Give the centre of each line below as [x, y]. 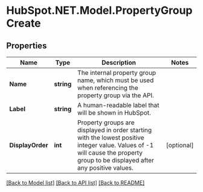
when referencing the [108, 88]
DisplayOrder [29, 145]
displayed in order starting [115, 130]
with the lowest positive [111, 138]
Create [24, 23]
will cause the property [110, 153]
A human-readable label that [118, 105]
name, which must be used [116, 80]
